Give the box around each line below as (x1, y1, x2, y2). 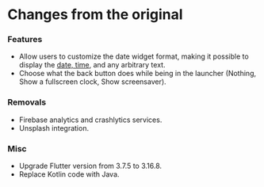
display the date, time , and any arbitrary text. (18, 60, 166, 70)
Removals (7, 97, 47, 108)
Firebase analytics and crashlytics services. (18, 115, 163, 124)
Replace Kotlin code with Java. (18, 170, 120, 179)
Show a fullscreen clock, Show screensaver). (18, 77, 167, 86)
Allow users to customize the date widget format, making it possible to (18, 52, 249, 61)
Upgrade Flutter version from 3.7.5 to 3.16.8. (18, 161, 163, 171)
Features (7, 34, 43, 45)
